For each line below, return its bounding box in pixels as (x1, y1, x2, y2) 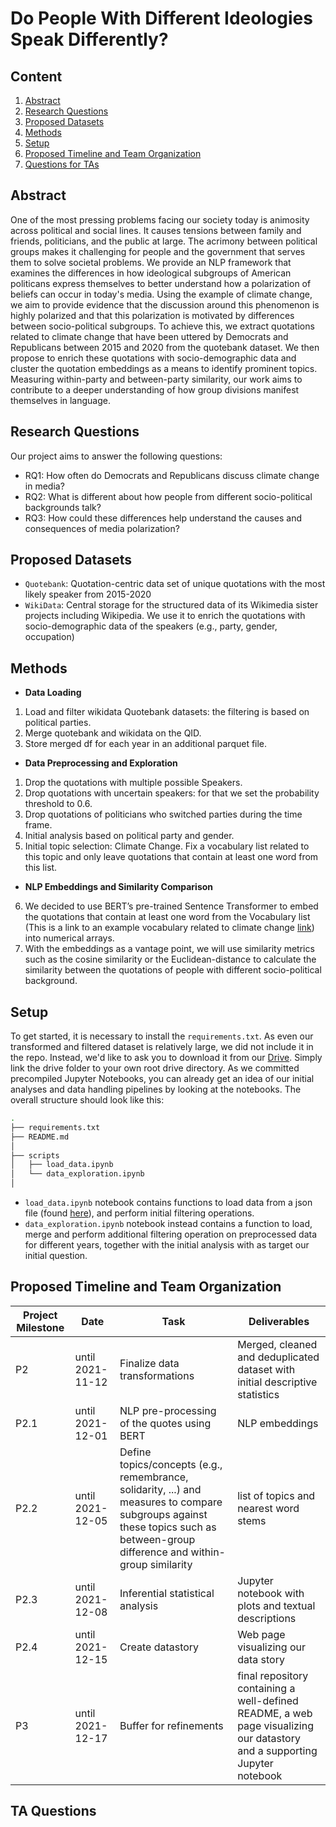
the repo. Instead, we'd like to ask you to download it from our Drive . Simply (10, 1052, 323, 1064)
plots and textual (237, 1598, 316, 1612)
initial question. (24, 1250, 88, 1262)
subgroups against (119, 1507, 208, 1521)
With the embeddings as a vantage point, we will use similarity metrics (24, 943, 315, 955)
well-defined (237, 1693, 299, 1707)
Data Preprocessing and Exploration (24, 757, 178, 769)
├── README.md (10, 1132, 70, 1142)
